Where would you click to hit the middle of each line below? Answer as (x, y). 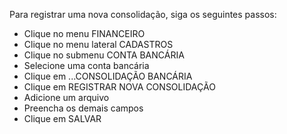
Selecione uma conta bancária (86, 65)
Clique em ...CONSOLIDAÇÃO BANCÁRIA (108, 76)
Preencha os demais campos (83, 108)
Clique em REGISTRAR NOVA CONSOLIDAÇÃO (119, 87)
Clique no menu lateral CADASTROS (98, 44)
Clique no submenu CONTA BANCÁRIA (104, 55)
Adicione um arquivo (66, 97)
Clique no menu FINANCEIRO (84, 33)
